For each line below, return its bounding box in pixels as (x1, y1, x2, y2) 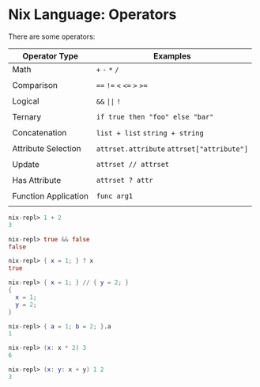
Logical (12, 95, 40, 106)
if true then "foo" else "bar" (96, 112, 214, 121)
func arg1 (96, 192, 133, 200)
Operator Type (22, 50, 79, 61)
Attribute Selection (12, 142, 81, 154)
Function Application (12, 190, 89, 201)
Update (12, 158, 40, 169)
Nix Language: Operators (8, 6, 177, 24)
